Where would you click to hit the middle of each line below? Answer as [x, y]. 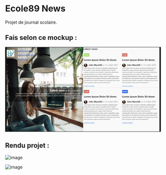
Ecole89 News [35, 9]
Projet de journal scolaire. [31, 22]
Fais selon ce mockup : [41, 38]
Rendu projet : [27, 146]
